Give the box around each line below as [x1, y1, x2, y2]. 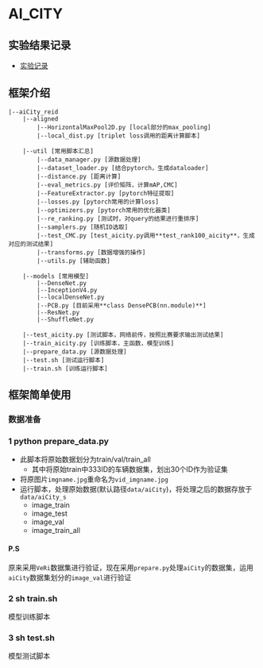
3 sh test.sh [8, 632, 56, 643]
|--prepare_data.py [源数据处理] [22, 347, 127, 356]
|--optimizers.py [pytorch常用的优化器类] [37, 206, 171, 214]
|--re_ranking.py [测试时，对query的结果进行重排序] [37, 214, 199, 222]
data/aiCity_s [19, 493, 67, 501]
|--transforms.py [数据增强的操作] [37, 248, 146, 257]
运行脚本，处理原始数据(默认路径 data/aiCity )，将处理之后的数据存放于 [19, 485, 253, 494]
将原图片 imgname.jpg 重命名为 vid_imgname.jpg [19, 474, 168, 485]
